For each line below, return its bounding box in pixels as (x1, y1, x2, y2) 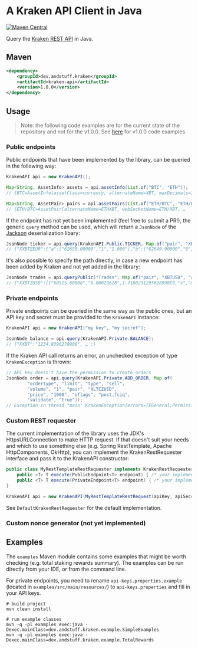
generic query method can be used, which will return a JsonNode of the (6, 223, 177, 230)
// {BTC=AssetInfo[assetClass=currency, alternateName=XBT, (6, 190, 157, 196)
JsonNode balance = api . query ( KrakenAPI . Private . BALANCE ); (6, 336, 154, 342)
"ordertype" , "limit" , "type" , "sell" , (27, 381, 126, 387)
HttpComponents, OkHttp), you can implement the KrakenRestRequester (6, 449, 183, 456)
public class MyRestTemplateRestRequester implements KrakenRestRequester (6, 466, 194, 473)
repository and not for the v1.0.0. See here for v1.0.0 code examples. (20, 128, 187, 135)
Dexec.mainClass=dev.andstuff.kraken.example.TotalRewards (6, 637, 154, 643)
